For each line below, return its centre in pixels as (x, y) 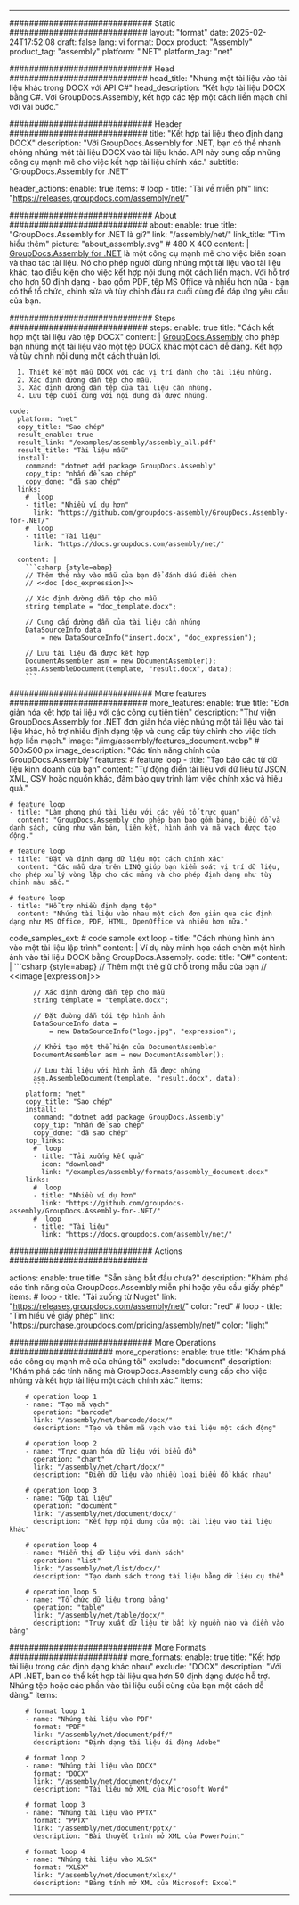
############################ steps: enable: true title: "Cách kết (141, 327)
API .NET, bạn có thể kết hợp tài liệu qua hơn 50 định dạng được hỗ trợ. (140, 1676)
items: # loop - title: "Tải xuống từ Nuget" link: (93, 1296)
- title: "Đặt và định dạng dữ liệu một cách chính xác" (117, 859)
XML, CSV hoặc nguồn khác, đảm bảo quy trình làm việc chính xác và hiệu (146, 779)
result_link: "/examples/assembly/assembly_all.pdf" (117, 443)
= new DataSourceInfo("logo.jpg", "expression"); (143, 1031)
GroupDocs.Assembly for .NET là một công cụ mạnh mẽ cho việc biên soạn (148, 253)
